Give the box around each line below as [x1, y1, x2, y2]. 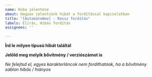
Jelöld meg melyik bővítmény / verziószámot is [5, 52, 103, 58]
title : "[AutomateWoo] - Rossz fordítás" [5, 16, 91, 21]
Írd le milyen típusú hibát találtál [5, 43, 72, 48]
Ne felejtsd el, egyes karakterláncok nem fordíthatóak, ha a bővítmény [5, 62, 147, 67]
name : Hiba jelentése [5, 7, 49, 12]
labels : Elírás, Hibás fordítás [5, 20, 71, 26]
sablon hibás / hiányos [5, 66, 51, 73]
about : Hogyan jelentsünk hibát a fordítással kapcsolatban [5, 12, 130, 16]
